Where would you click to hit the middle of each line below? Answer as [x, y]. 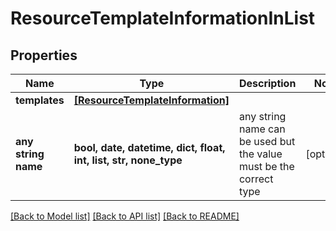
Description [267, 83]
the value [260, 154]
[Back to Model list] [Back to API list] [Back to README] [125, 216]
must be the [266, 166]
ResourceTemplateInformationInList [163, 18]
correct [256, 179]
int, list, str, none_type [128, 160]
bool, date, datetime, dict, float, [149, 147]
